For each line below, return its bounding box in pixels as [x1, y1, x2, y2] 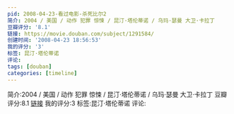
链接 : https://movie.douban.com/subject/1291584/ [7, 30, 154, 38]
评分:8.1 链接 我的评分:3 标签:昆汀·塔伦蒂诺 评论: [7, 98, 146, 107]
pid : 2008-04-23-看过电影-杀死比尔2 [7, 10, 107, 18]
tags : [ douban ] [7, 63, 52, 70]
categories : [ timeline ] [7, 69, 78, 76]
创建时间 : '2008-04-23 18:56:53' [7, 37, 102, 44]
